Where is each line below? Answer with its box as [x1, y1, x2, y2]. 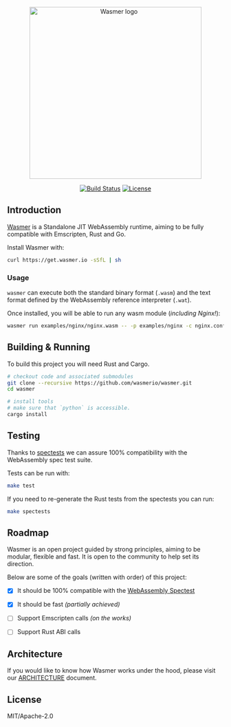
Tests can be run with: [7, 468, 70, 477]
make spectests [7, 508, 51, 515]
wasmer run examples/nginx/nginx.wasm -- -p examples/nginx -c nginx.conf [7, 322, 226, 329]
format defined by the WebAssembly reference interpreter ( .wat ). [7, 296, 192, 304]
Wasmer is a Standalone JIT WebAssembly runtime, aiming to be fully [7, 222, 204, 230]
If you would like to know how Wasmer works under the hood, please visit [7, 666, 216, 675]
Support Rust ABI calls [16, 628, 81, 636]
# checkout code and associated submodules [7, 373, 134, 380]
